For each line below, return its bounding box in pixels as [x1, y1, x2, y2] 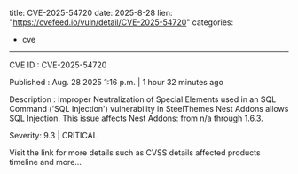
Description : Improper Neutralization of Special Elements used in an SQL [9, 94, 277, 105]
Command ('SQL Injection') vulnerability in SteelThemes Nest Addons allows [9, 104, 289, 114]
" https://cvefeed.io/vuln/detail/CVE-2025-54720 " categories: [9, 17, 233, 28]
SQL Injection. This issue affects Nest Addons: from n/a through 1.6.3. [9, 113, 263, 123]
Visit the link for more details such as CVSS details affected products [9, 147, 261, 158]
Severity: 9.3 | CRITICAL [9, 130, 98, 140]
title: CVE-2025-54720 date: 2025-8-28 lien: [9, 8, 173, 18]
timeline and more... [9, 157, 82, 167]
